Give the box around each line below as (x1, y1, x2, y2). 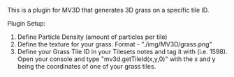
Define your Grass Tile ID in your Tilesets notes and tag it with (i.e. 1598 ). (17, 48, 228, 55)
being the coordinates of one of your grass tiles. (17, 62, 156, 70)
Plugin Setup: (7, 19, 46, 27)
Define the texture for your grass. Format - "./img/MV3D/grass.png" (17, 40, 212, 48)
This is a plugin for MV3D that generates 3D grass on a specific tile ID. (7, 6, 210, 14)
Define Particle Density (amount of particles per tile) (17, 33, 168, 41)
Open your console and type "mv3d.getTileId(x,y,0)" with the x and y (17, 55, 216, 63)
